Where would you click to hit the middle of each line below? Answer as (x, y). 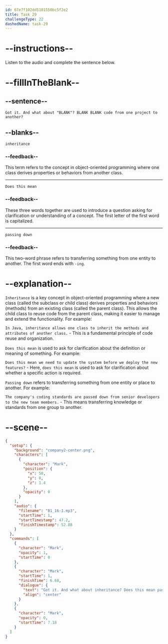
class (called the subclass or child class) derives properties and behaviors (81, 303)
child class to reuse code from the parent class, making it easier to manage (82, 313)
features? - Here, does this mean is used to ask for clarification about (77, 367)
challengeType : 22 (24, 19)
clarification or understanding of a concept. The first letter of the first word (82, 216)
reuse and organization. (29, 338)
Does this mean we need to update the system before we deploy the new (81, 362)
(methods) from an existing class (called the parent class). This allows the (81, 308)
